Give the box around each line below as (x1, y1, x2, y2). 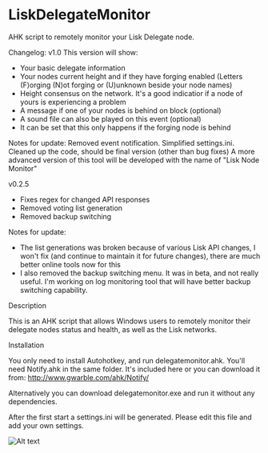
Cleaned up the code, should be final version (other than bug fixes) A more (8, 146, 255, 156)
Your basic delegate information (19, 62, 126, 73)
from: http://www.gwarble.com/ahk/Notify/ (8, 372, 150, 382)
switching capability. (19, 285, 88, 295)
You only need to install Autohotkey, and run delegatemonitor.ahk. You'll (8, 355, 246, 365)
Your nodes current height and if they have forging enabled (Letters (19, 71, 243, 81)
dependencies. (8, 396, 58, 406)
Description (8, 300, 46, 310)
